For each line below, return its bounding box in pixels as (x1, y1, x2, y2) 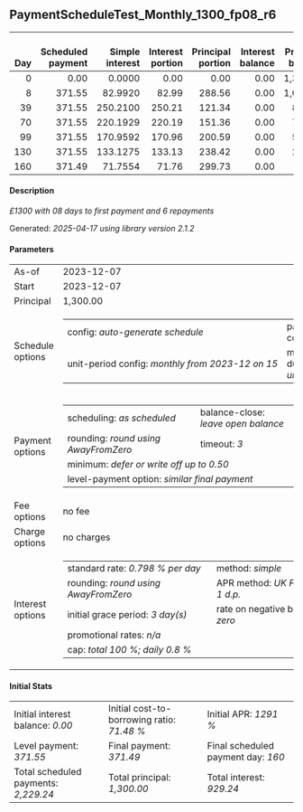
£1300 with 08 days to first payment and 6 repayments (9, 205, 215, 216)
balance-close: (199, 406, 266, 419)
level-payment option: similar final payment (67, 473, 253, 486)
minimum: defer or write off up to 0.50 (67, 458, 229, 471)
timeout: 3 (199, 438, 243, 450)
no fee (62, 505, 90, 518)
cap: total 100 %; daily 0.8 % (67, 644, 192, 656)
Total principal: (107, 771, 171, 784)
